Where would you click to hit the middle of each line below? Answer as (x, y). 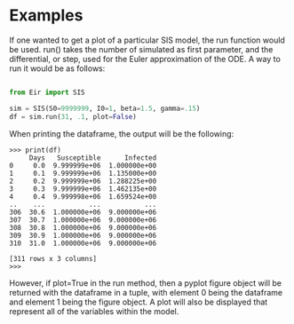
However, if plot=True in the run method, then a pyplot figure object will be (146, 283)
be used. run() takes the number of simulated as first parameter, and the (141, 49)
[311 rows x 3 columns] (53, 258)
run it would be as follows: (57, 68)
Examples (46, 16)
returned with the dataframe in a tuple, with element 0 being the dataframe (146, 292)
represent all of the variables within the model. (94, 311)
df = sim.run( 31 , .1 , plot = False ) (73, 116)
